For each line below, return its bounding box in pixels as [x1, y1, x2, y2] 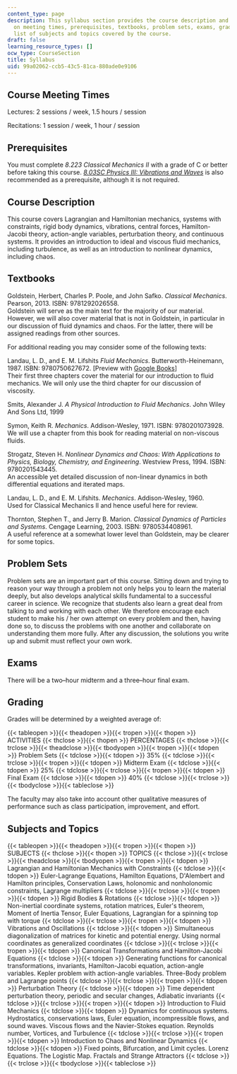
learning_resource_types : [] [7, 43, 93, 50]
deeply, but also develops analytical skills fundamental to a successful [7, 591, 212, 600]
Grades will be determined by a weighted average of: [7, 715, 162, 724]
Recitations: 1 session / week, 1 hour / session [7, 121, 140, 130]
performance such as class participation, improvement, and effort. [7, 802, 200, 811]
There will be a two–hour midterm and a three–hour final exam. [7, 676, 190, 684]
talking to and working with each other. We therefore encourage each [7, 607, 209, 615]
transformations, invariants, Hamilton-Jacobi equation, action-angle [7, 962, 205, 970]
